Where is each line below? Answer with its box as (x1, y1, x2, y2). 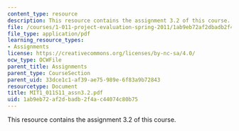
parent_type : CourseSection (7, 69, 91, 76)
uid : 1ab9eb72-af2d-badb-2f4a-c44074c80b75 (7, 96, 139, 103)
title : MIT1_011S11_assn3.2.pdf (7, 89, 103, 96)
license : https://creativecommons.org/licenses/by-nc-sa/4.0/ (7, 50, 196, 57)
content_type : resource (7, 10, 78, 18)
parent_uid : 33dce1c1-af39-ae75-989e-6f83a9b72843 (7, 76, 161, 84)
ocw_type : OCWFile (7, 57, 62, 64)
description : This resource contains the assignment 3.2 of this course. (7, 17, 231, 24)
